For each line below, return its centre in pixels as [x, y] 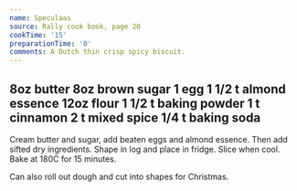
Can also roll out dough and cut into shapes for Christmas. [119, 176]
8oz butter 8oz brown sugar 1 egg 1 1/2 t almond [148, 89]
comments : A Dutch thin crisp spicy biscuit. [97, 52]
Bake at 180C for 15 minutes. [63, 159]
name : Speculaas [40, 18]
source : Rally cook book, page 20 [75, 27]
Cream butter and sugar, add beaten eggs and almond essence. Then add [148, 139]
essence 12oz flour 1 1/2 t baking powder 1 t [135, 103]
